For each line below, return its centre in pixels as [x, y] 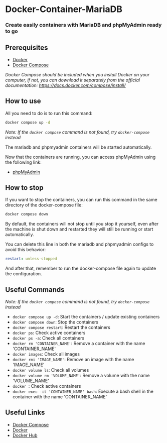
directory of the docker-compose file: [44, 205]
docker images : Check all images [46, 354]
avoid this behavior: [26, 250]
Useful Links [25, 413]
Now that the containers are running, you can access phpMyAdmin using [80, 157]
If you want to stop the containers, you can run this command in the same [81, 200]
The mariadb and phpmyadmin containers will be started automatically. [78, 147]
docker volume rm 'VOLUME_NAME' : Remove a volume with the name [81, 375]
